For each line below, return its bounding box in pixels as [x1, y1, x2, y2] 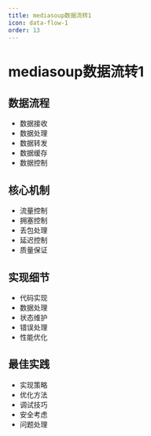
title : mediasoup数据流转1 [8, 11, 92, 20]
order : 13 [8, 26, 41, 34]
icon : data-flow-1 [8, 19, 68, 27]
